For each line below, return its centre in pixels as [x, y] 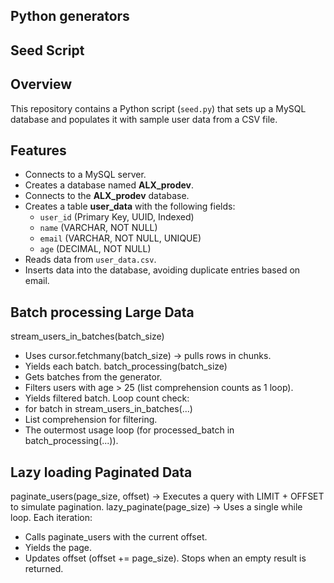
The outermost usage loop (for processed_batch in [129, 430]
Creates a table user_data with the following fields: [130, 206]
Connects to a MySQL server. [85, 175]
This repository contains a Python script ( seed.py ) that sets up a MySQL [158, 108]
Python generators [70, 16]
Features [38, 150]
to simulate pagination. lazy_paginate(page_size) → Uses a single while [156, 507]
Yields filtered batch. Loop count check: [107, 398]
